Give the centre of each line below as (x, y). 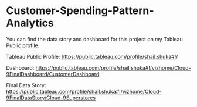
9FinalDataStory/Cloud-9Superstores (51, 98)
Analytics (30, 23)
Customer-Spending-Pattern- (80, 11)
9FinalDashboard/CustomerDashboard (53, 74)
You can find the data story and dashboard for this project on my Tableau (94, 39)
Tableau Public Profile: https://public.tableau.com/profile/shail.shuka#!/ (92, 56)
